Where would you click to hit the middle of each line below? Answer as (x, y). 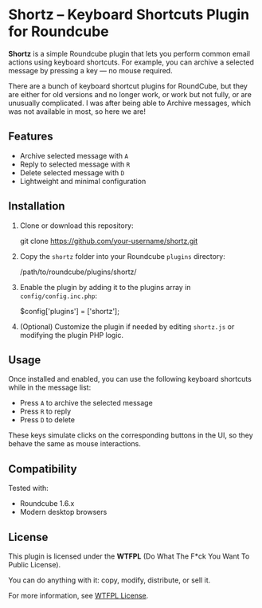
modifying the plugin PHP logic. (72, 335)
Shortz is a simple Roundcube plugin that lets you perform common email (129, 53)
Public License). (35, 565)
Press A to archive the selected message (86, 403)
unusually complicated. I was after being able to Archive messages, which (130, 103)
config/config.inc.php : (59, 296)
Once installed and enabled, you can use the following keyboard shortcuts (130, 379)
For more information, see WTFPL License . (78, 596)
